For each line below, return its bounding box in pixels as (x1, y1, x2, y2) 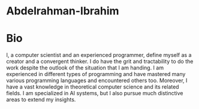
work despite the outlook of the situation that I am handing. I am (6, 64, 164, 71)
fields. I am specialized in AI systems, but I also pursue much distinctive (6, 90, 184, 97)
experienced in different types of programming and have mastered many (6, 71, 186, 78)
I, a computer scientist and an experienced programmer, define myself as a (6, 52, 192, 59)
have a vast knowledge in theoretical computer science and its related (6, 83, 179, 90)
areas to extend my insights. (6, 96, 76, 103)
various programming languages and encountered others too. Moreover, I (6, 77, 188, 84)
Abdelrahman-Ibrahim (6, 4, 119, 18)
